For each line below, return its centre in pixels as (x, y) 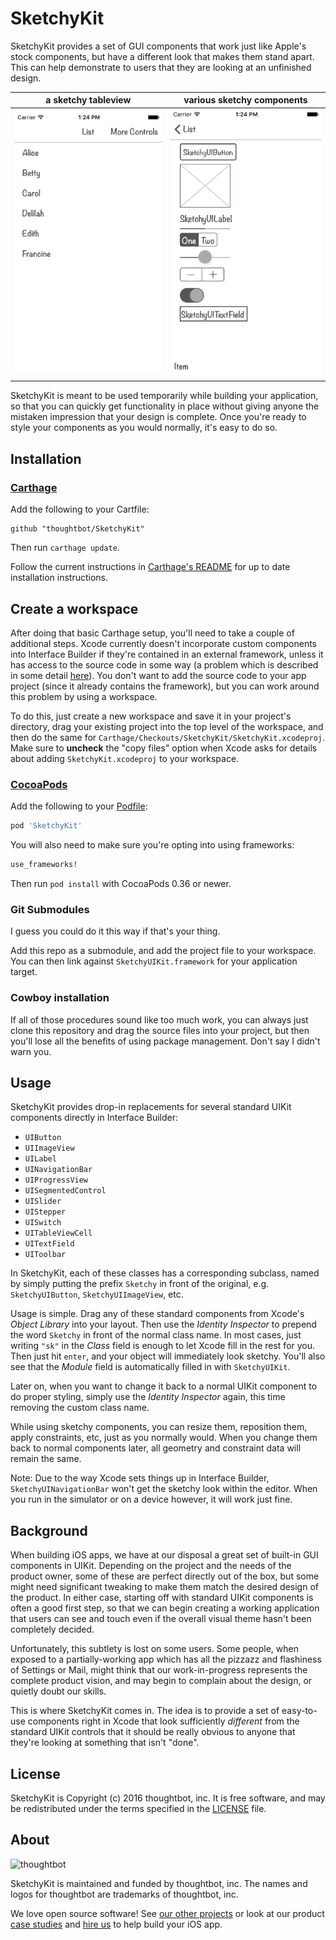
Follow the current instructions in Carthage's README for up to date (150, 567)
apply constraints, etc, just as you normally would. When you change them (164, 1438)
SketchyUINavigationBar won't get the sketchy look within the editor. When (164, 1489)
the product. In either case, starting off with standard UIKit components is (162, 1598)
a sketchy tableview (88, 100)
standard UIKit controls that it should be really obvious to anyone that (153, 1732)
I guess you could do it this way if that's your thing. (115, 931)
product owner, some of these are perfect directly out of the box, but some (165, 1576)
